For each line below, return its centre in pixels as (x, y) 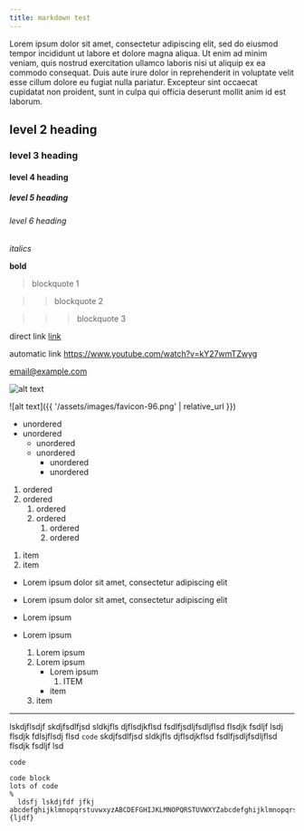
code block (30, 778)
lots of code (34, 787)
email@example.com (48, 371)
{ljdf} (22, 818)
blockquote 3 (101, 319)
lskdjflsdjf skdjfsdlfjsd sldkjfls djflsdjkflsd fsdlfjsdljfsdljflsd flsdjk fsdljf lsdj (146, 727)
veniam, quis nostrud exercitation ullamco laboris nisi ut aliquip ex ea (138, 62)
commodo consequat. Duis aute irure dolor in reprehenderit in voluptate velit (152, 72)
